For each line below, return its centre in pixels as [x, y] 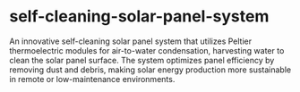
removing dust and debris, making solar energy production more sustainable [150, 70]
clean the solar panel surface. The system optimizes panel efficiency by [142, 60]
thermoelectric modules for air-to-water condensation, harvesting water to [147, 50]
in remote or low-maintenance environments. [92, 79]
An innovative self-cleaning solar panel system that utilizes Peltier [131, 41]
